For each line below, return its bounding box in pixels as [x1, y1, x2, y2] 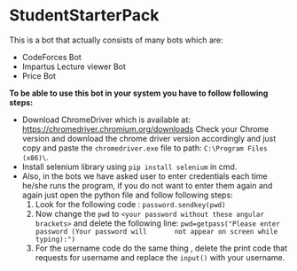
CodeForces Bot [21, 51, 82, 62]
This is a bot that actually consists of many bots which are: [9, 35, 223, 45]
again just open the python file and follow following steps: [21, 190, 233, 200]
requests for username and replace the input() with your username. [35, 252, 285, 262]
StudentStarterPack [9, 5, 160, 26]
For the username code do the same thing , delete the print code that [35, 243, 288, 253]
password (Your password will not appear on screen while [35, 227, 278, 236]
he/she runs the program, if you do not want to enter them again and [21, 180, 273, 190]
